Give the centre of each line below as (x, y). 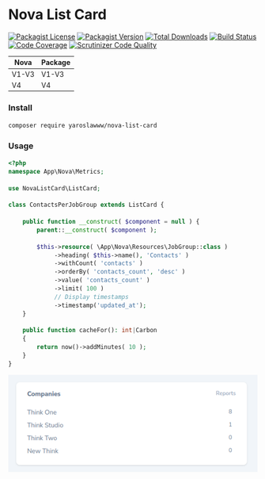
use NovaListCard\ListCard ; (55, 188)
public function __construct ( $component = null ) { (111, 222)
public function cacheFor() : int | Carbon (90, 331)
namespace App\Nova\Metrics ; (56, 171)
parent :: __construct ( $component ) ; (97, 230)
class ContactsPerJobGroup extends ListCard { (86, 205)
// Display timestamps (91, 297)
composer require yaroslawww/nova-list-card (83, 125)
